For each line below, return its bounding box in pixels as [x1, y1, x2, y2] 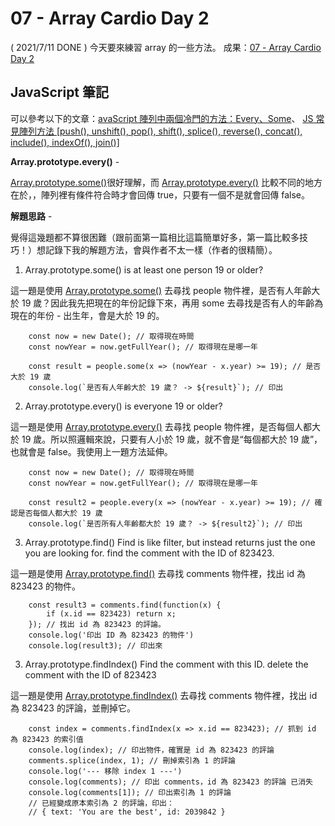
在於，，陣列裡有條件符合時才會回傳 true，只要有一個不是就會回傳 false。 [10, 188, 310, 201]
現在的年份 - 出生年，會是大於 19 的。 [10, 309, 165, 321]
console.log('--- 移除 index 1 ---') [28, 766, 183, 776]
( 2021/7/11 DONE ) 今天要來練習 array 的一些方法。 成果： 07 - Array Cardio [10, 41, 322, 53]
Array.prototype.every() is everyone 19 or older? [24, 400, 223, 412]
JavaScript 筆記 [10, 84, 110, 101]
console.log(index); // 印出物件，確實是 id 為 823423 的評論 [28, 745, 275, 755]
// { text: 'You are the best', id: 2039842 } [28, 807, 226, 817]
